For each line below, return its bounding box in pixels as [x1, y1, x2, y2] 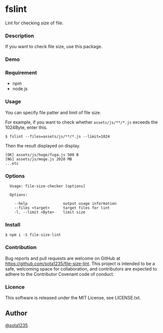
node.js [12, 86, 28, 92]
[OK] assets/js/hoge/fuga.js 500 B [5, 152, 79, 157]
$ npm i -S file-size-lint [5, 232, 61, 238]
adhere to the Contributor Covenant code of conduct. [5, 271, 114, 277]
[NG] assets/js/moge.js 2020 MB [5, 156, 72, 162]
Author [5, 309, 27, 318]
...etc [5, 161, 19, 166]
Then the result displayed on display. [5, 142, 81, 148]
